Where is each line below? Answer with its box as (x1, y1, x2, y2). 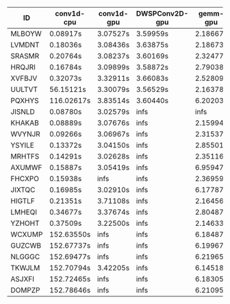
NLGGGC (10, 252, 40, 261)
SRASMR (10, 51, 40, 60)
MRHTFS (10, 152, 40, 161)
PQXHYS (10, 96, 39, 105)
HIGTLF (10, 196, 36, 205)
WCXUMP (10, 230, 43, 239)
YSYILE (10, 141, 34, 150)
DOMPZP (10, 285, 40, 294)
